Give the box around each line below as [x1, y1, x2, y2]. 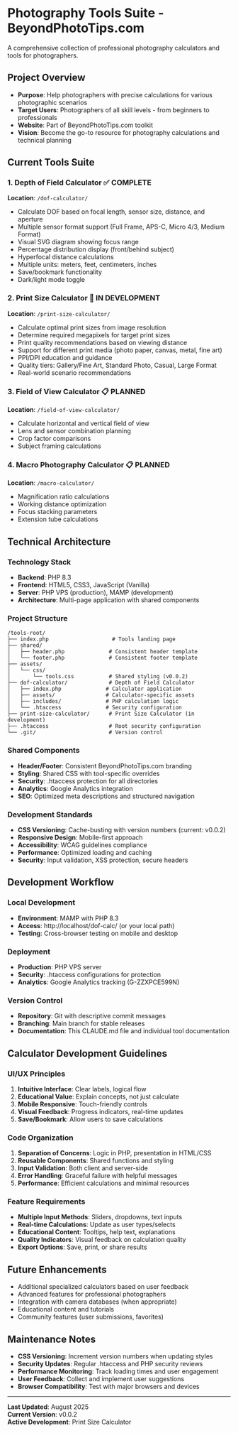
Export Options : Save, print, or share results [17, 1243, 147, 1251]
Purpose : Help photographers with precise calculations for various [17, 90, 212, 99]
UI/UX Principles [7, 1069, 66, 1079]
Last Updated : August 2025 [7, 1402, 89, 1411]
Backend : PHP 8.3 [17, 573, 72, 582]
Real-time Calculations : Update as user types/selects [17, 1220, 176, 1229]
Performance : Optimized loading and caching [17, 848, 152, 856]
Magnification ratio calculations [17, 492, 110, 501]
